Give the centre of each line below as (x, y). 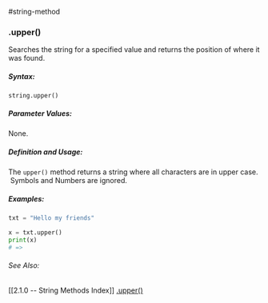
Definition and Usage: (46, 152)
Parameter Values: (40, 113)
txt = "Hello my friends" (51, 218)
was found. (27, 58)
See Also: (24, 265)
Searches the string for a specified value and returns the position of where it (134, 50)
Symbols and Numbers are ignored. (69, 181)
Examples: (26, 198)
